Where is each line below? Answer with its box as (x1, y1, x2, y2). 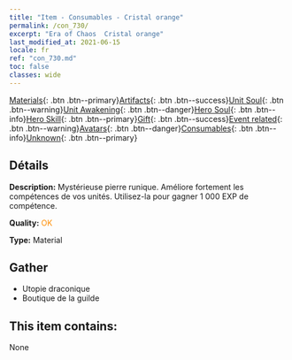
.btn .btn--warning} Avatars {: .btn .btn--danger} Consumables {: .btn (9, 123, 254, 134)
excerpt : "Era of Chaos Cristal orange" (9, 29, 165, 38)
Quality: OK (9, 218, 53, 228)
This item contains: (9, 318, 118, 333)
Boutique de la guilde (21, 293, 100, 303)
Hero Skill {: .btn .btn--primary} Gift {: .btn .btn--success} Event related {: (26, 113, 283, 124)
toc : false (9, 63, 50, 72)
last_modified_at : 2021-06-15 (9, 37, 121, 47)
